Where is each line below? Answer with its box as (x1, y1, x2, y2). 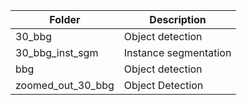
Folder (49, 13, 81, 26)
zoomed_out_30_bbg (15, 79, 115, 92)
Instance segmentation (123, 46, 232, 59)
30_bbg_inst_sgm (15, 46, 99, 59)
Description (149, 13, 207, 26)
